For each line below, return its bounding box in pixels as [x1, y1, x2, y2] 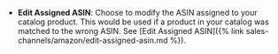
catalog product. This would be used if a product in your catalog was [17, 17, 270, 27]
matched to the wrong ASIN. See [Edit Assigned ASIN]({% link [17, 26, 244, 36]
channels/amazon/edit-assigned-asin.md [17, 35, 168, 45]
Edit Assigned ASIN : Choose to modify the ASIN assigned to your [17, 8, 259, 17]
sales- [245, 26, 269, 36]
